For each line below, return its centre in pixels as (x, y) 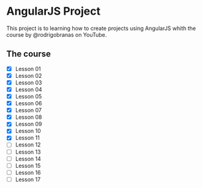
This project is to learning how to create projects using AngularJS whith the (101, 28)
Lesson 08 (28, 117)
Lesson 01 (28, 69)
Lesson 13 (28, 152)
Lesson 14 (28, 159)
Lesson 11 (27, 138)
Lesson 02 (28, 75)
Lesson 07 (28, 110)
